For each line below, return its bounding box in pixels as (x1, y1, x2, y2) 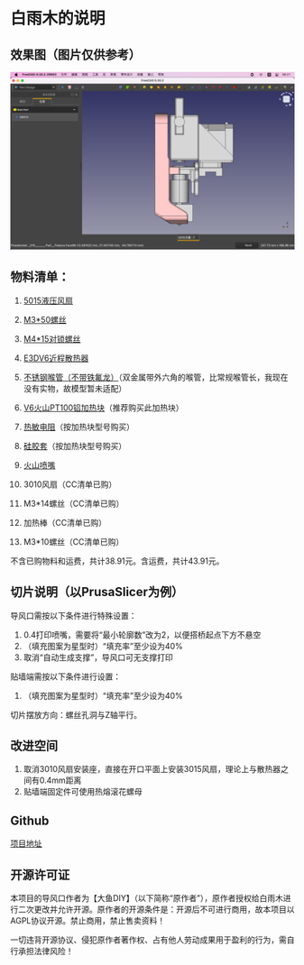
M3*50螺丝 (23, 314, 67, 325)
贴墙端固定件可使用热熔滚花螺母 (23, 786, 143, 797)
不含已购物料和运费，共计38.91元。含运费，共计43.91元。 (10, 556, 225, 566)
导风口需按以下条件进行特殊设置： (10, 610, 137, 620)
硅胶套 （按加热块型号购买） (23, 440, 127, 451)
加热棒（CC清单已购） (23, 517, 107, 528)
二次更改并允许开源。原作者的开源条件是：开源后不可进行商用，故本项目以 (17, 904, 295, 915)
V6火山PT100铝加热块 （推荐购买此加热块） (23, 402, 184, 413)
